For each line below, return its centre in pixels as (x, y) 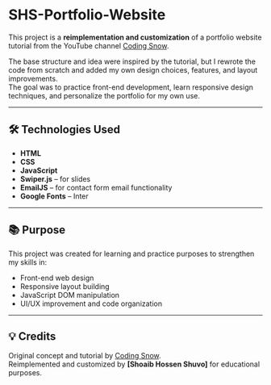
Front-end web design (57, 278)
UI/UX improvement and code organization (91, 303)
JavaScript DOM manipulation (69, 295)
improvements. (33, 78)
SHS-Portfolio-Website (87, 15)
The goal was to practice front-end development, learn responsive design (131, 87)
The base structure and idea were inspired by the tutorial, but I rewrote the (132, 61)
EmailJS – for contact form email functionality (96, 187)
